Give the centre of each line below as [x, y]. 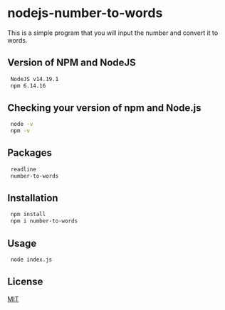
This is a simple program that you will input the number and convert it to [113, 33]
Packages [30, 153]
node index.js [31, 260]
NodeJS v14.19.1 [35, 79]
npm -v [20, 131]
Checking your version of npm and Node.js [104, 108]
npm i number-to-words [44, 221]
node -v [22, 124]
